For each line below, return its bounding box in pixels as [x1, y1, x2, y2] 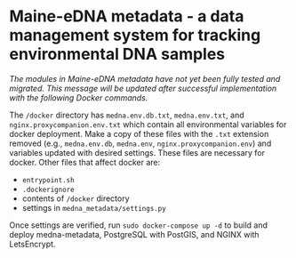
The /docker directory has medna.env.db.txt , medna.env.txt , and [9, 109, 244, 120]
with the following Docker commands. [9, 92, 148, 103]
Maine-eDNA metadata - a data [9, 6, 244, 27]
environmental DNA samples [9, 44, 226, 64]
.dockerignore [21, 185, 75, 194]
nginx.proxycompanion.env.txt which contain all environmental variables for [9, 118, 287, 130]
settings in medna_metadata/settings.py [21, 202, 166, 213]
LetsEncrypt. [9, 238, 56, 249]
